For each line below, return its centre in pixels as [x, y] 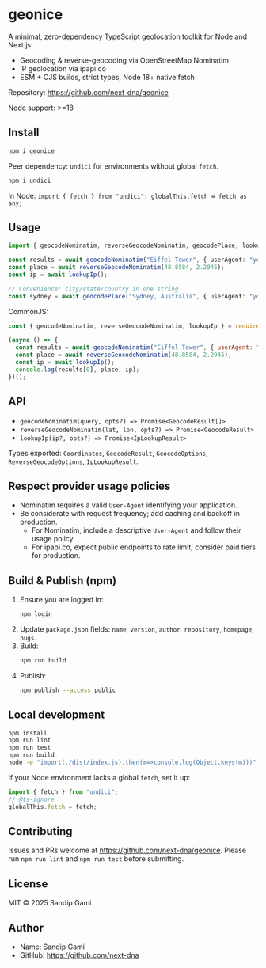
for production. [56, 556]
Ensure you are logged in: [61, 600]
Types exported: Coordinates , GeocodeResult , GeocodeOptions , [108, 453]
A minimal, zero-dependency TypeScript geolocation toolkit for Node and [128, 36]
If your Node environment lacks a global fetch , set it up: [99, 777]
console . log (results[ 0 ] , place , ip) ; [78, 370]
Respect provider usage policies [89, 486]
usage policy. [53, 539]
